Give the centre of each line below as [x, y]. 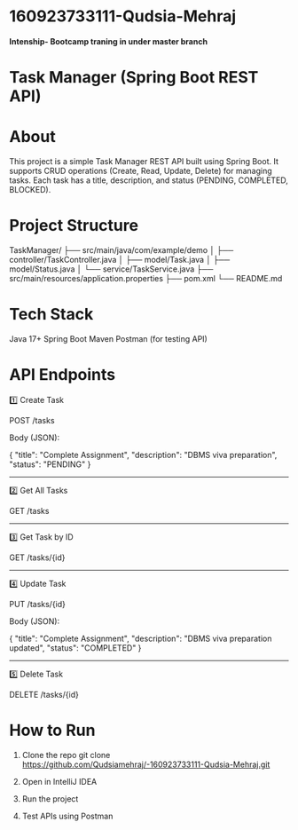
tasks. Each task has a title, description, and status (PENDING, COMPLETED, [149, 180]
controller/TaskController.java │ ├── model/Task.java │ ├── [120, 259]
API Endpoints [63, 374]
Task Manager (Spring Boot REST [134, 77]
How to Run [52, 730]
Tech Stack [51, 315]
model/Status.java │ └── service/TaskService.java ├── [111, 269]
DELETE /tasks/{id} [44, 694]
